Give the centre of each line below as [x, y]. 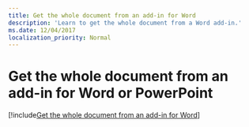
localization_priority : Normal [60, 37]
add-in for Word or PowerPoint [111, 93]
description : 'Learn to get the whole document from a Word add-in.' [125, 23]
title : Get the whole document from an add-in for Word [102, 15]
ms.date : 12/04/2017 [42, 30]
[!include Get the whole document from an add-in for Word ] [104, 115]
